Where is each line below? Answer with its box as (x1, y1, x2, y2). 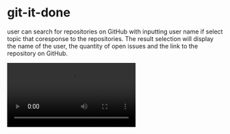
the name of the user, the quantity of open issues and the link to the (7, 42, 199, 50)
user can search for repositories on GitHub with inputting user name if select (7, 27, 223, 36)
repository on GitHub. (7, 49, 68, 57)
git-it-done (7, 5, 71, 21)
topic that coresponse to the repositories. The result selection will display (7, 34, 214, 42)
